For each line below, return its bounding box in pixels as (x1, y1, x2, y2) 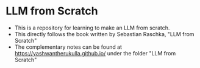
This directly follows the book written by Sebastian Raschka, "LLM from (14, 30, 195, 37)
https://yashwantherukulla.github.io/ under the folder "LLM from (14, 49, 176, 57)
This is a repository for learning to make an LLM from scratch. (14, 24, 170, 31)
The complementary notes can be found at (14, 43, 123, 51)
